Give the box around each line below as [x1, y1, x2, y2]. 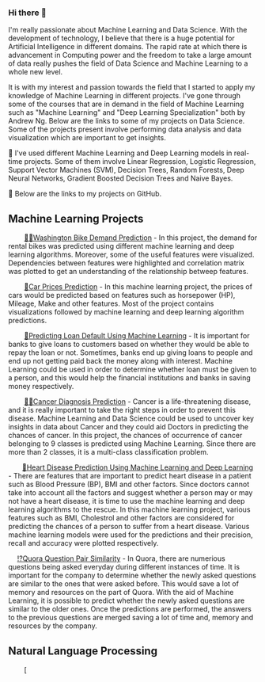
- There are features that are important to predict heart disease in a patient [8, 471, 252, 481]
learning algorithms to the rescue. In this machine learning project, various [8, 505, 251, 514]
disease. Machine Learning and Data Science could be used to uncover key [8, 413, 255, 423]
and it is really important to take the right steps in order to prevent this [8, 406, 236, 415]
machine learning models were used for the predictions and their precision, [8, 530, 253, 539]
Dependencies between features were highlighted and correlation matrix [8, 258, 245, 268]
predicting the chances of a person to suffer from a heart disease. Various [8, 522, 250, 532]
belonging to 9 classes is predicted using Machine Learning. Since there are [8, 439, 256, 448]
